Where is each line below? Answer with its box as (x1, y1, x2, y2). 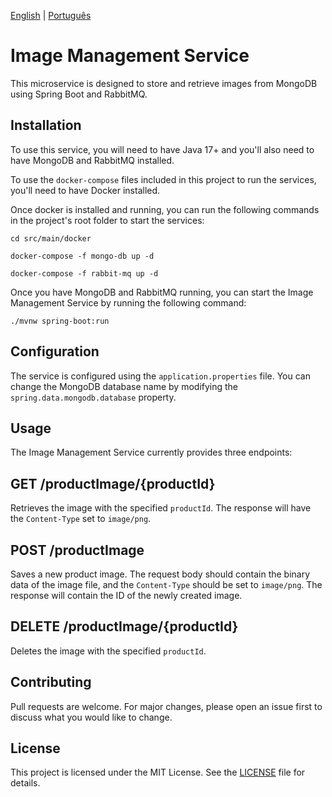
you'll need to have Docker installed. (10, 184, 161, 196)
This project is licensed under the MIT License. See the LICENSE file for (10, 766, 306, 779)
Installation (10, 117, 82, 134)
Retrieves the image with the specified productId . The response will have (10, 502, 312, 514)
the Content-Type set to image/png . (10, 513, 152, 525)
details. (10, 777, 41, 789)
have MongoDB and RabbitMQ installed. (10, 154, 175, 166)
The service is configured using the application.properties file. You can (10, 370, 311, 382)
